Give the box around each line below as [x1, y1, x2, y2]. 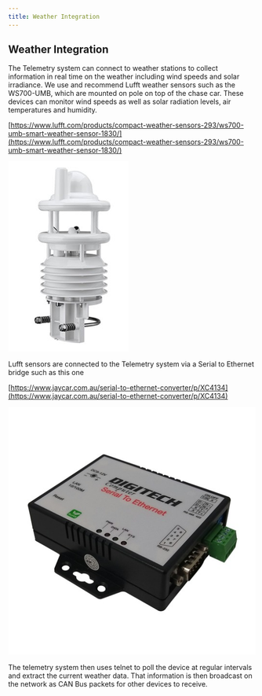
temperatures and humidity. [8, 105, 98, 115]
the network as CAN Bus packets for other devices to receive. [8, 679, 208, 689]
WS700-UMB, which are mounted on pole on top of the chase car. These [8, 89, 244, 98]
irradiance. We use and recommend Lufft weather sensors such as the [8, 80, 235, 90]
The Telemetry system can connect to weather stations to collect [8, 64, 218, 73]
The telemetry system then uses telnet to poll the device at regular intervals [8, 663, 253, 672]
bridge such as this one [8, 368, 85, 377]
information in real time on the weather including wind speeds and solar [8, 72, 240, 82]
